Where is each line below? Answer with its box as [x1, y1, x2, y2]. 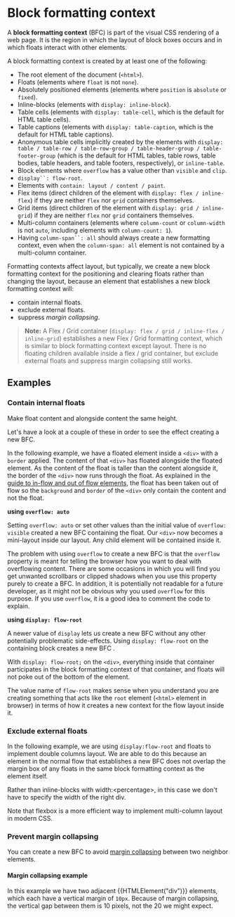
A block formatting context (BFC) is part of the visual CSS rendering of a [7, 28, 220, 37]
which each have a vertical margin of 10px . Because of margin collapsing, [7, 894, 220, 903]
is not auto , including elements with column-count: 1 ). [17, 226, 173, 234]
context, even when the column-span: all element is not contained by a [17, 241, 224, 249]
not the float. [7, 494, 44, 502]
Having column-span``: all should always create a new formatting [17, 233, 210, 242]
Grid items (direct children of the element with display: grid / [17, 203, 200, 212]
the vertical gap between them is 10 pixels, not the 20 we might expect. [7, 902, 213, 910]
